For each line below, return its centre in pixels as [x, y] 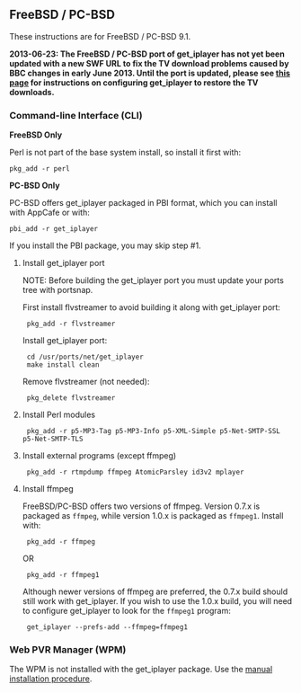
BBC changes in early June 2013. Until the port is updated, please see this [150, 73]
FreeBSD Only [36, 135]
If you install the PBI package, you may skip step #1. [105, 245]
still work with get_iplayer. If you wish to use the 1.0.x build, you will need [157, 601]
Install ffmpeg [48, 489]
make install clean [63, 365]
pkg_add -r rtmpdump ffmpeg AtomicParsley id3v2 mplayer [135, 472]
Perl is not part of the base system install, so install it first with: [125, 153]
